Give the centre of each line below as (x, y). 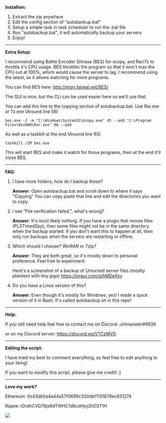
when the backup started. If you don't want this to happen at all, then (83, 231)
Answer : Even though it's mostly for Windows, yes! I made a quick (80, 295)
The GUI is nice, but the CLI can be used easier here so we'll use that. (76, 97)
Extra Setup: (18, 52)
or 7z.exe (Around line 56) (32, 111)
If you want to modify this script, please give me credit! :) (63, 372)
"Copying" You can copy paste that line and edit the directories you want (86, 196)
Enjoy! (19, 38)
